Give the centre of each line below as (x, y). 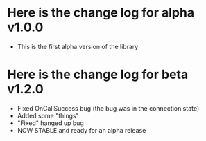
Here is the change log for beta (98, 75)
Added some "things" (48, 115)
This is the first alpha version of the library (78, 46)
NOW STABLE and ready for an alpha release (81, 130)
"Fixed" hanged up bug (51, 123)
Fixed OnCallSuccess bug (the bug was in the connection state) (108, 108)
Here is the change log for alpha (101, 13)
